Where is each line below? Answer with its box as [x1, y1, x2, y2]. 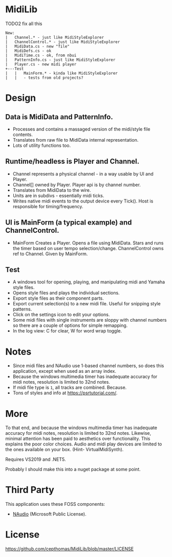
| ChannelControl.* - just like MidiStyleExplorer [5, 39, 120, 44]
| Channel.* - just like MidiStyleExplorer [5, 35, 104, 40]
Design [5, 92, 36, 104]
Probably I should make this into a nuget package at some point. [5, 466, 141, 473]
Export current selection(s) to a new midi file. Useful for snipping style [12, 301, 161, 307]
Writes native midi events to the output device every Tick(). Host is [12, 198, 154, 204]
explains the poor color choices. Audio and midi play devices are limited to [5, 441, 162, 447]
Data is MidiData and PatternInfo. [5, 113, 114, 121]
